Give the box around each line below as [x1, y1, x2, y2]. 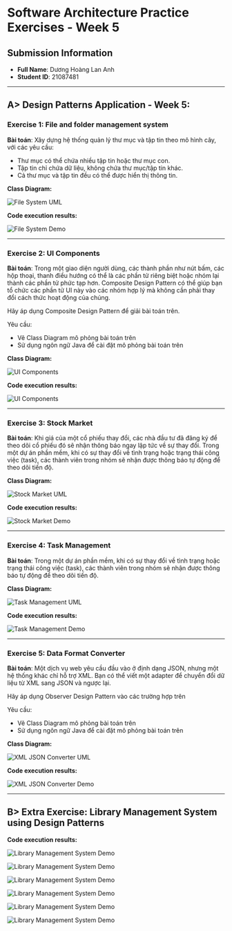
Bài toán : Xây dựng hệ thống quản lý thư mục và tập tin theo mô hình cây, [7, 135, 216, 144]
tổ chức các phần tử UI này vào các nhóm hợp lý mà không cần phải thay [7, 285, 215, 294]
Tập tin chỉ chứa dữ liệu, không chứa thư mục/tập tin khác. [17, 164, 184, 172]
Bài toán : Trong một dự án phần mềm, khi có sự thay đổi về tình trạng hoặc [7, 556, 221, 565]
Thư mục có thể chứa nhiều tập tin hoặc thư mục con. [17, 156, 171, 164]
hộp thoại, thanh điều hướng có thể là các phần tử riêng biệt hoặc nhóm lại [7, 271, 220, 279]
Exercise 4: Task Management [7, 540, 111, 550]
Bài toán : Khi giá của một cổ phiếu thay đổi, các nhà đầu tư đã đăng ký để [7, 434, 217, 442]
